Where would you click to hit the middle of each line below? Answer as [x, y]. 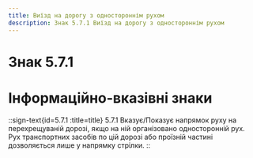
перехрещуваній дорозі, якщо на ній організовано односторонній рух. [126, 128]
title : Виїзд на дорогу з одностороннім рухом [86, 15]
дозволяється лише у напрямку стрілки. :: [79, 145]
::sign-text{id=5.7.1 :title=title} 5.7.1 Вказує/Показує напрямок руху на [123, 120]
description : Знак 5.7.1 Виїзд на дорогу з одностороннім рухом [116, 23]
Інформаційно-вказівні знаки [110, 98]
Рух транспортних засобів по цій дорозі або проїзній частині [111, 137]
